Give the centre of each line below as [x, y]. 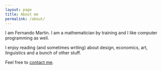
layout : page [19, 10]
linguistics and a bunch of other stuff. [43, 53]
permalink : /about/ [25, 19]
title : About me [22, 14]
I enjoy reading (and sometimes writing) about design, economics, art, [77, 48]
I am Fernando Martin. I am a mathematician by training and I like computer [81, 33]
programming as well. [27, 38]
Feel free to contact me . [29, 63]
